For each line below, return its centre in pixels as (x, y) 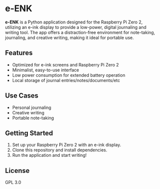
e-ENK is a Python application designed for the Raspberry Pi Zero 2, (74, 22)
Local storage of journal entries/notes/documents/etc (66, 80)
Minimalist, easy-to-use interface (46, 70)
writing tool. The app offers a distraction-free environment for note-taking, (80, 32)
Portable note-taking (33, 118)
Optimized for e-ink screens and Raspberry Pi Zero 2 (65, 64)
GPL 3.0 (13, 182)
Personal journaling (32, 107)
